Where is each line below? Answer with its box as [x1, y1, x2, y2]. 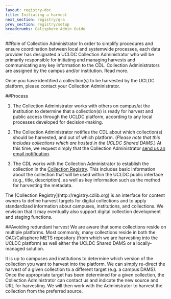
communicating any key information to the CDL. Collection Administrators [5, 62, 160, 68]
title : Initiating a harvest [5, 12, 67, 17]
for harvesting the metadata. [12, 182, 73, 189]
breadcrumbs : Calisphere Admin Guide [5, 27, 86, 32]
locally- [136, 240, 152, 246]
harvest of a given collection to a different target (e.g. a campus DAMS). [5, 266, 157, 272]
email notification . [12, 151, 51, 157]
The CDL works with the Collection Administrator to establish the [12, 160, 149, 167]
